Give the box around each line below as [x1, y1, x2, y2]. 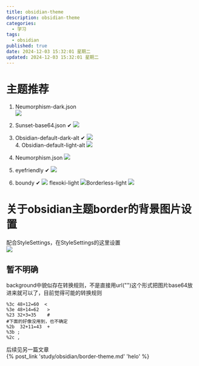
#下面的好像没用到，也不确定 [6, 318, 68, 325]
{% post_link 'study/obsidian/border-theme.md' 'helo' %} [6, 353, 150, 360]
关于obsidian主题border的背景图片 [6, 202, 181, 216]
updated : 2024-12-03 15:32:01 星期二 [6, 54, 99, 60]
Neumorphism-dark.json [15, 103, 77, 110]
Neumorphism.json [15, 153, 63, 161]
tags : [6, 32, 20, 38]
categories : [6, 20, 36, 26]
